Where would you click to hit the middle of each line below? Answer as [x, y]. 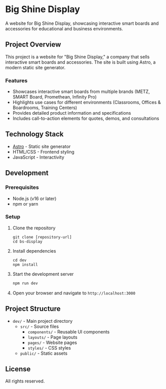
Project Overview [33, 45]
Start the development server [43, 274]
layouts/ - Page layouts [52, 337]
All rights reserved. [25, 381]
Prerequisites [22, 187]
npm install [25, 264]
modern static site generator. [35, 67]
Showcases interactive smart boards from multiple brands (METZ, [81, 91]
